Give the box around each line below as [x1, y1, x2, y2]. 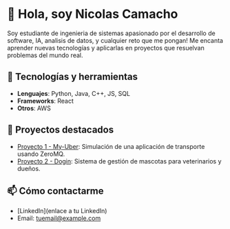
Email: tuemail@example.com [17, 214, 101, 223]
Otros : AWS [17, 103, 52, 112]
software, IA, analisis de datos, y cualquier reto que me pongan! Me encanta [7, 36, 224, 44]
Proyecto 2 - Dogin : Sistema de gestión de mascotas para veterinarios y [17, 157, 222, 165]
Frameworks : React [17, 97, 74, 105]
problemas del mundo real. [7, 51, 83, 59]
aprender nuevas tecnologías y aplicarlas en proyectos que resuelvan [7, 43, 205, 52]
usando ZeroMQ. [17, 150, 65, 158]
